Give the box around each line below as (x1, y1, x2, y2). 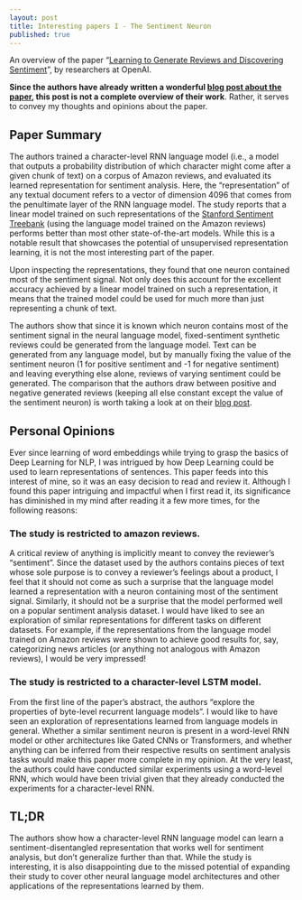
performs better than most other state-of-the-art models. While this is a (9, 227, 275, 239)
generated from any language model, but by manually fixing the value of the (9, 349, 291, 360)
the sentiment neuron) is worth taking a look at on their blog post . (9, 397, 252, 408)
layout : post (9, 13, 59, 23)
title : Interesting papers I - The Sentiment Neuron (9, 22, 212, 31)
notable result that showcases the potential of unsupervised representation (9, 237, 288, 248)
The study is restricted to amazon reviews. (9, 527, 201, 540)
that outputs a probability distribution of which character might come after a (9, 161, 291, 172)
